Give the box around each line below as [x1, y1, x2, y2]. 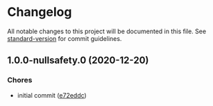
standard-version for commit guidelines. [7, 34, 122, 42]
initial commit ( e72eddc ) [17, 91, 87, 99]
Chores [7, 76, 33, 85]
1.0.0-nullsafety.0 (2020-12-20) [7, 55, 149, 67]
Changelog [7, 4, 72, 20]
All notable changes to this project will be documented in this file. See [7, 27, 207, 35]
